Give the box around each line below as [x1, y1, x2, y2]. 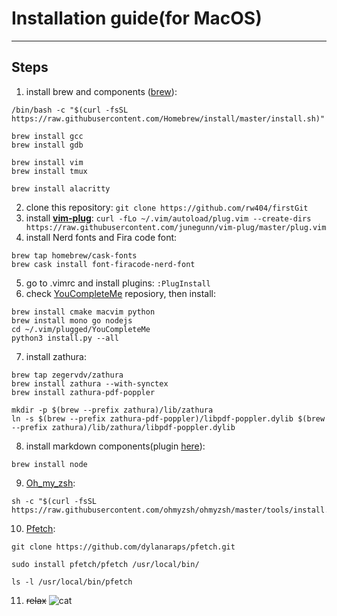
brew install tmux [11, 166, 88, 176]
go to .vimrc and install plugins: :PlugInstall [25, 277, 211, 289]
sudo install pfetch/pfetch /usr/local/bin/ [11, 559, 200, 569]
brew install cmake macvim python [11, 307, 156, 317]
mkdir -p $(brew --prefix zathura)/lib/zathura [11, 405, 214, 415]
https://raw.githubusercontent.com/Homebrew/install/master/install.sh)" [11, 113, 326, 124]
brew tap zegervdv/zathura [11, 370, 124, 380]
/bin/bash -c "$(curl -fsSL [11, 105, 129, 115]
